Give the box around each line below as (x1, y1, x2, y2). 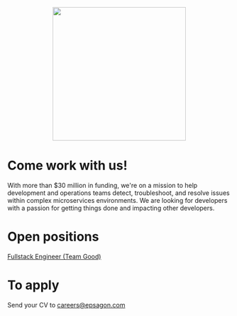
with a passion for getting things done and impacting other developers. (7, 204, 215, 212)
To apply (7, 278, 60, 293)
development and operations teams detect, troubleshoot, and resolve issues (7, 189, 230, 197)
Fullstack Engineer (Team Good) (7, 252, 101, 260)
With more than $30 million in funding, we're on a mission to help (7, 181, 198, 189)
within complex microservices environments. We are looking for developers (7, 196, 228, 204)
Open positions (7, 228, 99, 245)
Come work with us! (7, 157, 128, 174)
